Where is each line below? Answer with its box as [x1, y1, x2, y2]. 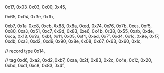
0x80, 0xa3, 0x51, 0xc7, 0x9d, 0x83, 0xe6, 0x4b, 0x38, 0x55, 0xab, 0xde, [5, 28, 154, 34]
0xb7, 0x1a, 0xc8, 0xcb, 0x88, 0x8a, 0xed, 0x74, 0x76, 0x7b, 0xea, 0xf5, [5, 23, 152, 29]
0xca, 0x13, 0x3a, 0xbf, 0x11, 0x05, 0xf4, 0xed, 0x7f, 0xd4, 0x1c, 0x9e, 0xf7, [5, 34, 160, 39]
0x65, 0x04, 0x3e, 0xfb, [5, 14, 54, 19]
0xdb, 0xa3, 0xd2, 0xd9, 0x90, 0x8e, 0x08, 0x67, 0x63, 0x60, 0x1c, [5, 38, 142, 44]
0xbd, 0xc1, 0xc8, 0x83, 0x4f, [5, 63, 65, 68]
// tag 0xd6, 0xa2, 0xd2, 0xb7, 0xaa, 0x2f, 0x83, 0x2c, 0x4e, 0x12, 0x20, [5, 57, 153, 63]
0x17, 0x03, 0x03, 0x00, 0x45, [5, 4, 66, 10]
